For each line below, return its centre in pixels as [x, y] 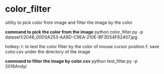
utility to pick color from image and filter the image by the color [69, 22]
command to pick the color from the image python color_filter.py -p [74, 32]
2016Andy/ [16, 66]
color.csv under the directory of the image [48, 52]
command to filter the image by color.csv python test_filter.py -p [71, 61]
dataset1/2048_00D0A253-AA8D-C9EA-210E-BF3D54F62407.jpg [71, 37]
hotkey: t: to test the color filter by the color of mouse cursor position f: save [82, 46]
